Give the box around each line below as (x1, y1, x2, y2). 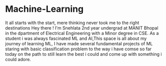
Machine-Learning (5, 3, 83, 15)
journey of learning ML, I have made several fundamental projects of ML (5, 40, 153, 46)
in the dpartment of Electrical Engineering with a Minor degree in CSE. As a (5, 30, 159, 36)
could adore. (5, 56, 31, 62)
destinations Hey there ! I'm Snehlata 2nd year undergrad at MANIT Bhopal (5, 25, 159, 31)
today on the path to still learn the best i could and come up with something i (5, 51, 162, 57)
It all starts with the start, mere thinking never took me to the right (5, 20, 140, 26)
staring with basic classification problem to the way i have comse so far (5, 46, 152, 52)
